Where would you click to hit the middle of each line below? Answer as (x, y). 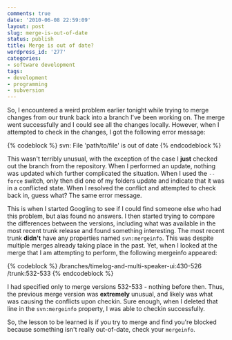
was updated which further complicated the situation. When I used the (107, 174)
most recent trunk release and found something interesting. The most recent (116, 231)
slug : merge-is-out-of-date (48, 33)
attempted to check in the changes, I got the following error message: (106, 132)
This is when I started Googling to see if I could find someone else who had (114, 209)
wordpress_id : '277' (37, 52)
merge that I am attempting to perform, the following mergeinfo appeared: (112, 253)
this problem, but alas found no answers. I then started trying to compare (111, 216)
